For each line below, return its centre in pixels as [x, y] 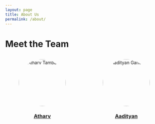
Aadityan [126, 116]
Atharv [42, 116]
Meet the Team [37, 44]
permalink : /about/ [26, 19]
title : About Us [22, 14]
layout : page [19, 10]
